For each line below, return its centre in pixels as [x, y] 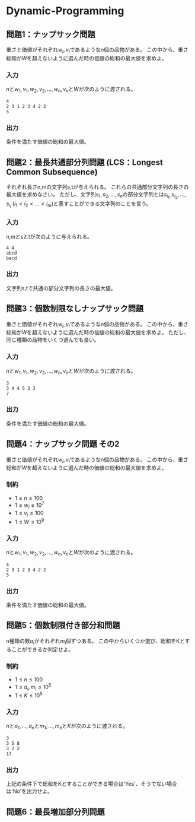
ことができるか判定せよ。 [42, 649]
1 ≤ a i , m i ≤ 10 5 [33, 687]
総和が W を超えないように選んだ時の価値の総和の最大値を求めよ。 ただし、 [98, 332]
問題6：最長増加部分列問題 [55, 812]
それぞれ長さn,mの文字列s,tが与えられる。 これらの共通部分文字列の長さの [97, 187]
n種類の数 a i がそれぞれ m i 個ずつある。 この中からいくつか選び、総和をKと [95, 641]
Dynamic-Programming [65, 11]
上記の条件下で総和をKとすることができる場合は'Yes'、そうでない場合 [92, 784]
